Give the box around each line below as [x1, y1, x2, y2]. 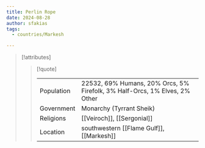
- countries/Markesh [12, 32, 64, 38]
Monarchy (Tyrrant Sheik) [81, 104, 156, 113]
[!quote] [36, 65, 57, 73]
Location [39, 128, 65, 136]
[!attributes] [21, 54, 51, 61]
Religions [39, 114, 66, 122]
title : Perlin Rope [6, 9, 56, 15]
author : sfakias [6, 20, 48, 26]
